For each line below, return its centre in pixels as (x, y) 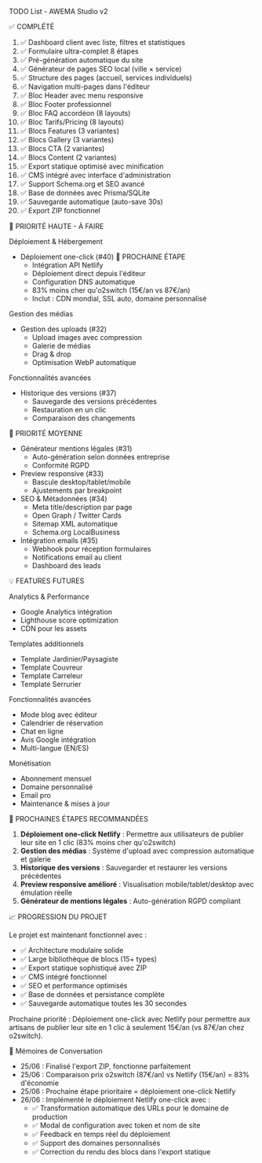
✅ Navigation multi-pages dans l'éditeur (85, 87)
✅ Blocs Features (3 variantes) (70, 131)
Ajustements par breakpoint (77, 490)
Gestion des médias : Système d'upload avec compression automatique (137, 851)
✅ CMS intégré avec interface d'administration (95, 175)
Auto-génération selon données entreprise (101, 457)
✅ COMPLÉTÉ (32, 26)
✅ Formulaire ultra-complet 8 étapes (80, 51)
